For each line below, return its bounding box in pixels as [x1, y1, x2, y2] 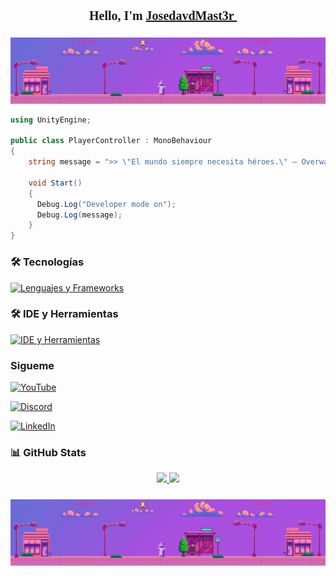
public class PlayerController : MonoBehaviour [10, 136, 213, 146]
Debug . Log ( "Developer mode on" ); [36, 199, 177, 209]
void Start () [28, 178, 83, 188]
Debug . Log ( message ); [36, 210, 123, 220]
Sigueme [10, 358, 55, 372]
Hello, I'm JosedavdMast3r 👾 [89, 8, 247, 23]
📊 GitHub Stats [10, 446, 87, 460]
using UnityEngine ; [10, 115, 92, 125]
